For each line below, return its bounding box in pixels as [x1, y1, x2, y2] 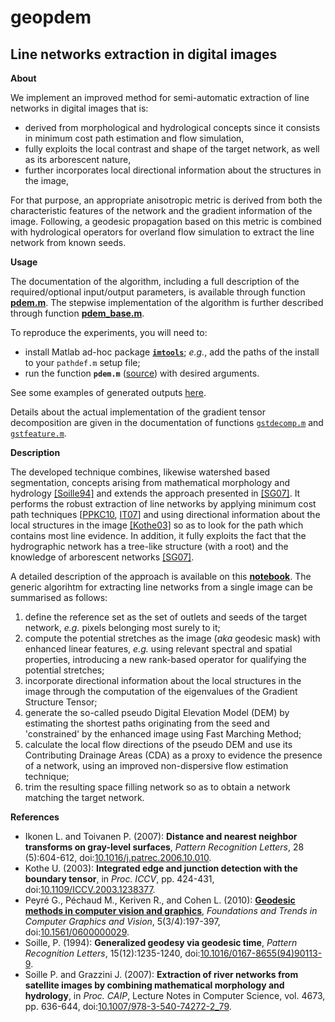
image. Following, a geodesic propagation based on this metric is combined [10, 216, 322, 227]
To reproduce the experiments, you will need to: [10, 327, 208, 338]
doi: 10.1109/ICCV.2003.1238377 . [24, 884, 156, 895]
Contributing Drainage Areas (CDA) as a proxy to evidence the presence [24, 749, 323, 761]
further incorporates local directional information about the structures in [24, 164, 322, 176]
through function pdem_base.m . [10, 307, 145, 319]
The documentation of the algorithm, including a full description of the [10, 276, 300, 287]
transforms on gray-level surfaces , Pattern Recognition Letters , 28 [24, 841, 305, 853]
